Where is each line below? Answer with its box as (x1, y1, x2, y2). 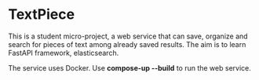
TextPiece (8, 5, 75, 24)
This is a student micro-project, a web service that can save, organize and (8, 31, 249, 41)
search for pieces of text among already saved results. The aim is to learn (8, 39, 246, 49)
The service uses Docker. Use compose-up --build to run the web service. (8, 63, 251, 72)
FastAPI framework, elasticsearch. (8, 48, 119, 57)
